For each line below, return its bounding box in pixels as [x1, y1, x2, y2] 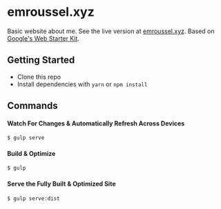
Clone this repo [17, 72, 61, 81]
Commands [7, 100, 59, 112]
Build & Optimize [7, 149, 56, 157]
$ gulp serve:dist [7, 195, 60, 202]
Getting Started [7, 54, 75, 66]
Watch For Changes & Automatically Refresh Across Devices [7, 119, 185, 128]
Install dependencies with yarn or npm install [17, 80, 148, 88]
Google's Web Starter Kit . [7, 34, 79, 42]
